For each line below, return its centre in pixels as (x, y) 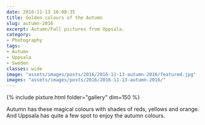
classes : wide (25, 69)
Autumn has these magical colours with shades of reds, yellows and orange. (103, 109)
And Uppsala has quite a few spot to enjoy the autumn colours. (86, 116)
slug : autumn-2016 (30, 23)
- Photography (25, 40)
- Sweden (17, 63)
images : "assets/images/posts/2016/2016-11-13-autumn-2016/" (86, 80)
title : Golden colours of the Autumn (55, 18)
